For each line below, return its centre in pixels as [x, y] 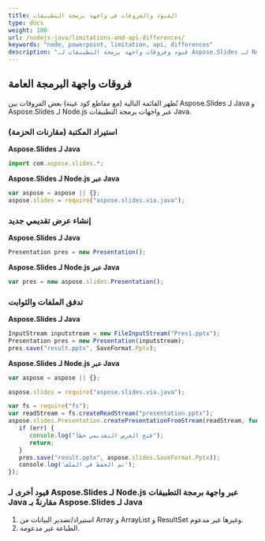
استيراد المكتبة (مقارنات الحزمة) [63, 132]
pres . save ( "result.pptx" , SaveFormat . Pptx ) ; [82, 348]
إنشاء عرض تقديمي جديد [50, 220]
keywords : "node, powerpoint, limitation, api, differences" [111, 45]
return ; [42, 442]
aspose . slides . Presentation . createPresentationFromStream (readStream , [127, 421]
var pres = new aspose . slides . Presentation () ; [86, 282]
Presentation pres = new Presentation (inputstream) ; [97, 341]
